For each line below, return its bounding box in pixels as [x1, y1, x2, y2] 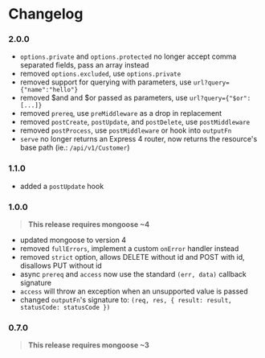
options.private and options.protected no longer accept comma [19, 51, 237, 61]
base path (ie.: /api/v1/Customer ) [19, 142, 130, 153]
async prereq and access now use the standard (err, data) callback [19, 270, 247, 279]
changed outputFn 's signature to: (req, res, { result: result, [19, 295, 233, 305]
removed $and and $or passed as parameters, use [19, 93, 188, 103]
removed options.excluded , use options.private [19, 69, 181, 79]
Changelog [8, 5, 84, 23]
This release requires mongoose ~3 [27, 340, 150, 350]
